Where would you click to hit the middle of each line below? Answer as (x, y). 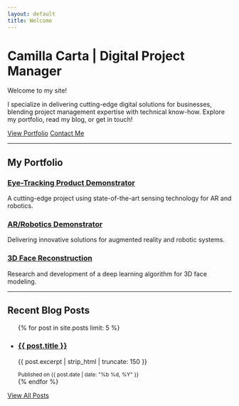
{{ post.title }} (42, 346)
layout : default (31, 14)
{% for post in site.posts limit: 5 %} (69, 328)
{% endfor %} (38, 381)
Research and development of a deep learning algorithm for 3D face (107, 274)
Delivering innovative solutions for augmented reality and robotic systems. (116, 240)
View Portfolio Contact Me (46, 133)
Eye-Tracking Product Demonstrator (71, 182)
